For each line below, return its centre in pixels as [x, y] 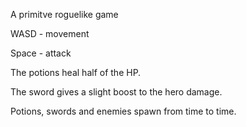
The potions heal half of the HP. [76, 72]
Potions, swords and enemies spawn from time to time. [123, 111]
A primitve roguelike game [64, 14]
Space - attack [41, 53]
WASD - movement [50, 33]
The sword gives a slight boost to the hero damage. [116, 92]
